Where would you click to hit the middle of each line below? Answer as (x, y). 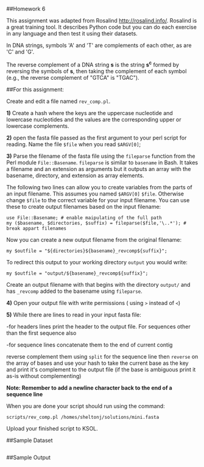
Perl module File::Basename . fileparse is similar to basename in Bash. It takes (102, 162)
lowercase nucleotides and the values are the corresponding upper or (94, 119)
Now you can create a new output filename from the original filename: (94, 239)
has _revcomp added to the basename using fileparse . (75, 291)
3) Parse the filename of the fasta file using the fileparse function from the (101, 156)
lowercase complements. (38, 126)
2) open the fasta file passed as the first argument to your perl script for (97, 138)
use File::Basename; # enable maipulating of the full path (84, 218)
